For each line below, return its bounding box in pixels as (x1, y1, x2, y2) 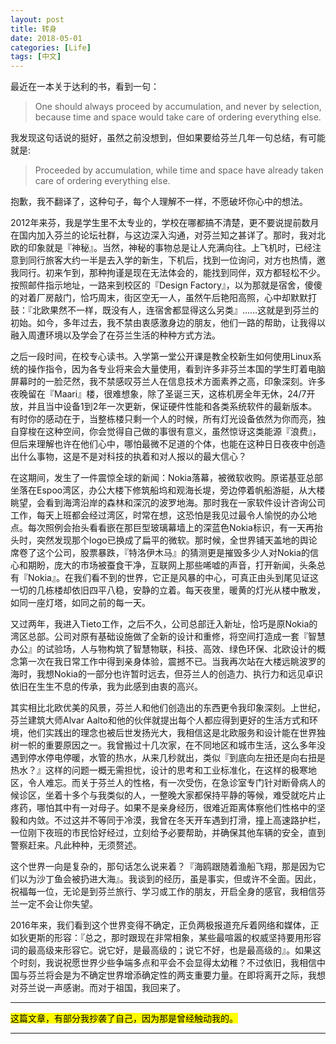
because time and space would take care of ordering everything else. (34, 111, 322, 123)
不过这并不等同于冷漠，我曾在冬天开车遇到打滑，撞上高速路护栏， (53, 814, 326, 826)
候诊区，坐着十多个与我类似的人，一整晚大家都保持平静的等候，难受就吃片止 (10, 789, 326, 801)
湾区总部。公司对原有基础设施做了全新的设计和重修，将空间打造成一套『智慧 (10, 631, 326, 643)
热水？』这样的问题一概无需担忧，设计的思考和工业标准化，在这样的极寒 (10, 764, 308, 776)
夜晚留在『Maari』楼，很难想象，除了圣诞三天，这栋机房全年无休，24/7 (10, 388, 307, 400)
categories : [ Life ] (10, 42, 92, 53)
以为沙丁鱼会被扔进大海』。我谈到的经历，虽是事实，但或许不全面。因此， (18, 873, 322, 885)
